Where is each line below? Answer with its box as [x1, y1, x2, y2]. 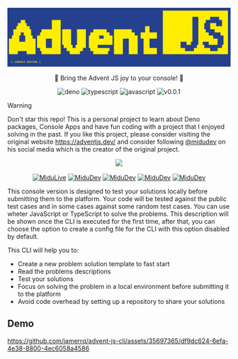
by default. [7, 232, 39, 241]
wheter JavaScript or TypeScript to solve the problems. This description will [7, 210, 229, 218]
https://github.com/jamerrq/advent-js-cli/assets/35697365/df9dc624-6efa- [7, 336, 229, 345]
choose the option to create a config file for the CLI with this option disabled [7, 224, 230, 233]
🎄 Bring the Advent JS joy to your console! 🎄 [54, 74, 184, 82]
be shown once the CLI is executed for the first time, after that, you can [7, 217, 215, 225]
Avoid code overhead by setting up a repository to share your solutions [17, 297, 225, 305]
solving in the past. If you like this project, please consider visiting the [7, 130, 211, 138]
